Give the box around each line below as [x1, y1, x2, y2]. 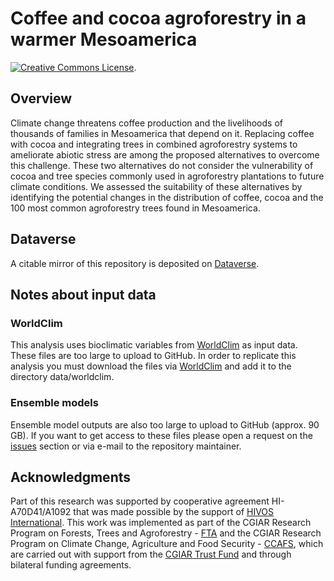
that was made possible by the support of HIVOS [73, 506, 275, 518]
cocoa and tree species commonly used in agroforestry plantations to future [10, 170, 325, 182]
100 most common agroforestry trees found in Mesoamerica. [10, 202, 261, 214]
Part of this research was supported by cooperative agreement [10, 495, 270, 507]
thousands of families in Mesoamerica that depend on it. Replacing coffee [10, 127, 315, 139]
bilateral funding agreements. [10, 559, 132, 571]
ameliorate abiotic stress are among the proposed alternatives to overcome [10, 148, 320, 161]
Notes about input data [10, 286, 157, 303]
